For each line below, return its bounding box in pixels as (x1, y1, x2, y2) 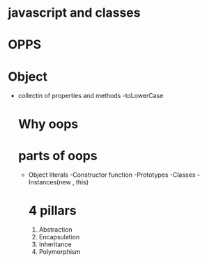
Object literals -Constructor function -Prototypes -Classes (28, 170, 196, 179)
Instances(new (28, 178, 72, 186)
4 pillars (28, 202, 77, 218)
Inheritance (38, 240, 72, 248)
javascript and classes (8, 5, 141, 21)
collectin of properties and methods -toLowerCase (17, 92, 164, 100)
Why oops (17, 116, 79, 131)
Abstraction (38, 225, 72, 234)
